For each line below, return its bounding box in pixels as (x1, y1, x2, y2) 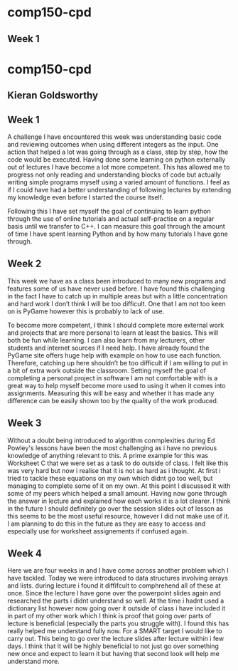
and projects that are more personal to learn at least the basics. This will (7, 328, 219, 337)
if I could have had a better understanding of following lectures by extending (7, 185, 232, 194)
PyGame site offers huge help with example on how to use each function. (7, 350, 222, 360)
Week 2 (7, 258, 42, 270)
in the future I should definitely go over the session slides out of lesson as (7, 504, 224, 513)
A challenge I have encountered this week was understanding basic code (7, 132, 222, 141)
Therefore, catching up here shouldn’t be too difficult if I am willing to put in (7, 358, 229, 367)
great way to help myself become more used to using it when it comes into (7, 381, 226, 390)
